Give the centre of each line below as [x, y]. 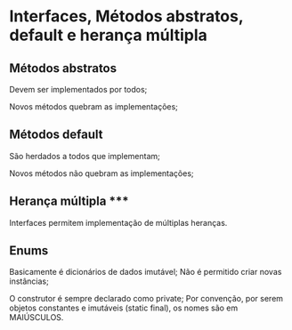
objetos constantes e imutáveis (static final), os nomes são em [124, 308]
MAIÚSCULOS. [36, 318]
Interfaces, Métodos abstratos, [126, 16]
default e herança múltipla [108, 35]
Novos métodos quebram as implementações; [93, 107]
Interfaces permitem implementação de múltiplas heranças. [118, 222]
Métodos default [56, 135]
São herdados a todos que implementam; [85, 156]
